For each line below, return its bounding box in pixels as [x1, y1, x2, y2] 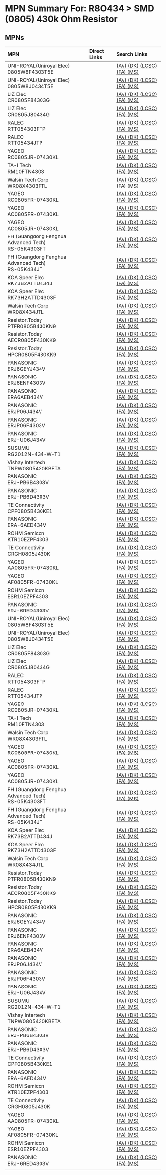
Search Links [116, 51, 148, 57]
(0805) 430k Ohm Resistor [5, 13, 118, 25]
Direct [89, 48, 104, 54]
